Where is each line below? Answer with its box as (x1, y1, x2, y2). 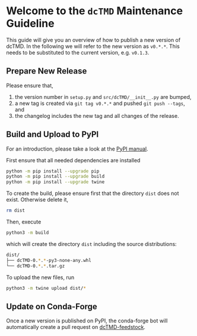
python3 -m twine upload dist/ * (6, 285, 86, 291)
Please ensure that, (6, 82, 53, 89)
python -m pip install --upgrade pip (6, 168, 100, 174)
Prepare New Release (6, 66, 87, 76)
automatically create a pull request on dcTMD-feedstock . (6, 324, 145, 331)
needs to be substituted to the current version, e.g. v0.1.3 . (6, 49, 150, 56)
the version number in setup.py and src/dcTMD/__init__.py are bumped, (14, 93, 192, 100)
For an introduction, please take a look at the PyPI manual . (6, 145, 148, 152)
